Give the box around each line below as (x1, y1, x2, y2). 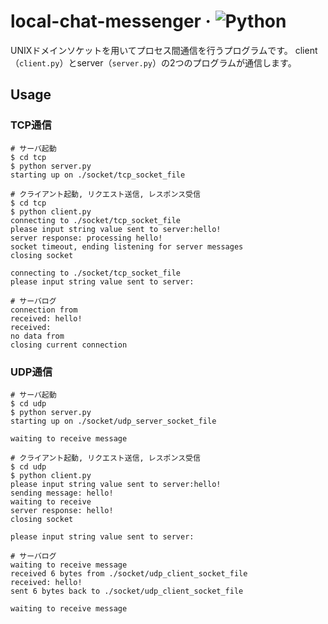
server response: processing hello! (10, 233, 163, 243)
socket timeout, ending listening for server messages (10, 241, 244, 252)
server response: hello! (10, 505, 114, 515)
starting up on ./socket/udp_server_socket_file (10, 416, 217, 426)
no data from (10, 331, 65, 341)
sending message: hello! (10, 488, 114, 498)
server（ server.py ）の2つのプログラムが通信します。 (76, 56, 297, 69)
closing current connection (10, 340, 128, 350)
